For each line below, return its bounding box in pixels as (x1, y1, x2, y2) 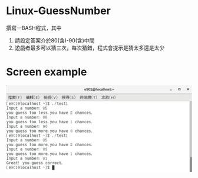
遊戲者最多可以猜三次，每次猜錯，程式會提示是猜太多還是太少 (14, 44, 165, 51)
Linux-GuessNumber (6, 4, 111, 18)
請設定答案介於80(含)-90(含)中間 (14, 37, 95, 44)
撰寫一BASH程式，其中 (6, 24, 62, 31)
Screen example (6, 65, 87, 79)
